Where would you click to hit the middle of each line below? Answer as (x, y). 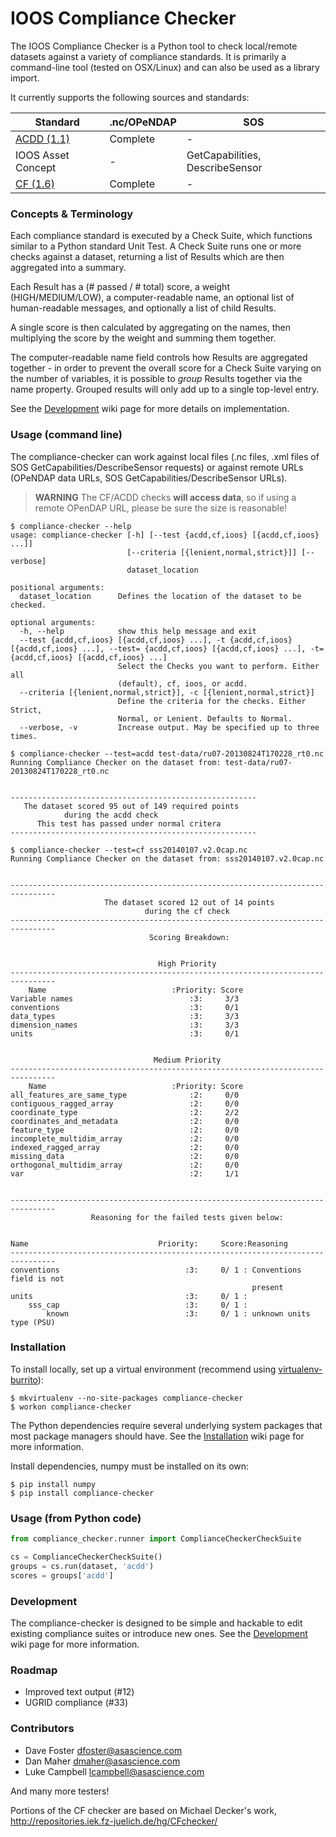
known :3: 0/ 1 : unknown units (178, 1313)
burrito (24, 1379)
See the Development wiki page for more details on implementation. (150, 409)
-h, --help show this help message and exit (138, 631)
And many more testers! (60, 1791)
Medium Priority (187, 1060)
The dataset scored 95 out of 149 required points (131, 806)
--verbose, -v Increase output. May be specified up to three (169, 727)
